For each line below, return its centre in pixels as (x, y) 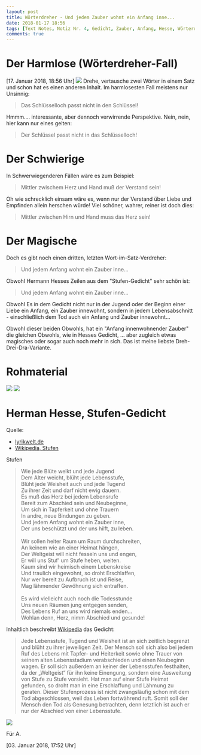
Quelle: (15, 430)
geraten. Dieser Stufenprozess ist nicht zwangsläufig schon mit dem (105, 691)
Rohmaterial (37, 372)
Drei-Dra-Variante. (29, 348)
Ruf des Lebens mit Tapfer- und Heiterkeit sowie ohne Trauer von (101, 653)
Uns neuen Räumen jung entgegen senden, (74, 605)
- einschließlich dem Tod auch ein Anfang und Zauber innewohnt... (88, 317)
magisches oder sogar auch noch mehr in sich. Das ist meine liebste (90, 341)
